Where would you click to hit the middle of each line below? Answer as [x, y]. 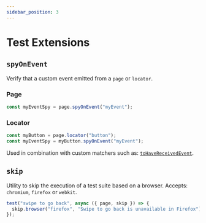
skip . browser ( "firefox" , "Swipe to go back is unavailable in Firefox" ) [107, 209]
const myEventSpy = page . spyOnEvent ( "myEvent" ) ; [70, 107]
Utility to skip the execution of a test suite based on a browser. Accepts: [97, 186]
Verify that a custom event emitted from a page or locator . [80, 78]
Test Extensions [48, 42]
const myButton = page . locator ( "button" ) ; [61, 136]
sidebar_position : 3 [33, 12]
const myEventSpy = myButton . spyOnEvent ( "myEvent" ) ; [75, 141]
